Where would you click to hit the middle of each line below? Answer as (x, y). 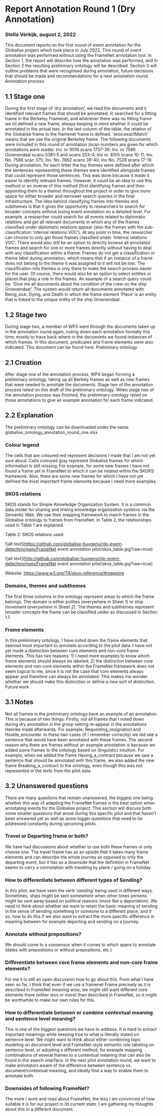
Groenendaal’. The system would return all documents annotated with (74, 289)
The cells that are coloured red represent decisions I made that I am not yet (80, 455)
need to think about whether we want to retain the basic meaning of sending (81, 906)
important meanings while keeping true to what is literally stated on (72, 1034)
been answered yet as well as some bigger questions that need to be (74, 818)
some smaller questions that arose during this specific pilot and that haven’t (81, 813)
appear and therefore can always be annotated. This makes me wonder (76, 676)
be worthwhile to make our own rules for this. (50, 1000)
